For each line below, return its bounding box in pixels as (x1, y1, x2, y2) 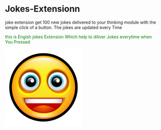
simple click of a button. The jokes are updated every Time (5, 24, 122, 30)
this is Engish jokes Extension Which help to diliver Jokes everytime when (5, 34, 152, 40)
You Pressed (5, 39, 30, 44)
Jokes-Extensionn (5, 3, 80, 14)
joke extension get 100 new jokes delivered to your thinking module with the (5, 19, 156, 25)
